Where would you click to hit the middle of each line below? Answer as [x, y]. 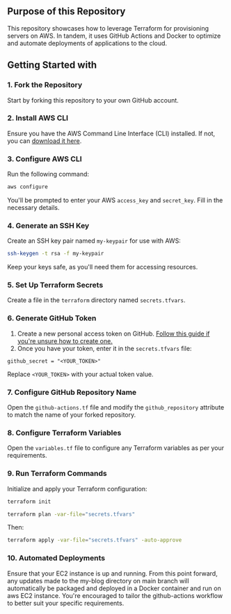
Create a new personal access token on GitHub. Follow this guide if [113, 334]
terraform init [29, 502]
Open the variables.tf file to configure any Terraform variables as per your [116, 448]
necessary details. [33, 207]
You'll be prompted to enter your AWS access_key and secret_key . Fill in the [115, 200]
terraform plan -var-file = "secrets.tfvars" [71, 514]
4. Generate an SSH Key [48, 225]
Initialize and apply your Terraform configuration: [77, 488]
